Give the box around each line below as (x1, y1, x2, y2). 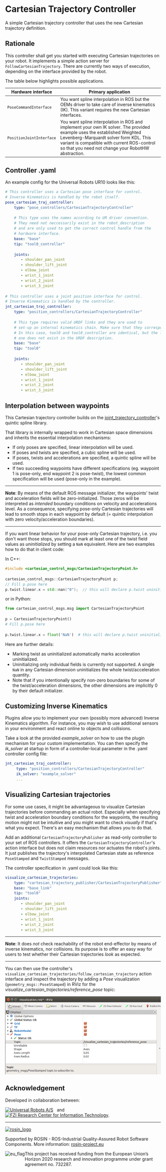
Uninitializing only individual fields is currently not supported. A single (12, 661, 155, 667)
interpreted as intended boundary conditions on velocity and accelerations (5, 501, 157, 506)
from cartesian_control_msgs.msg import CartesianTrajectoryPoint (5, 606, 145, 611)
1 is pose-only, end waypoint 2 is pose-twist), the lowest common (12, 471, 146, 476)
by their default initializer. (12, 687, 64, 693)
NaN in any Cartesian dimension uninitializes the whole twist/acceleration (12, 667, 160, 673)
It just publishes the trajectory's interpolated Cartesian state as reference (5, 850, 154, 856)
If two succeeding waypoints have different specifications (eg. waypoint (12, 465, 160, 471)
